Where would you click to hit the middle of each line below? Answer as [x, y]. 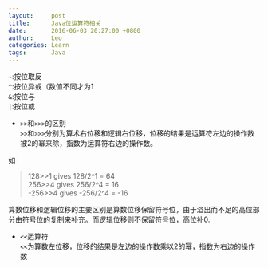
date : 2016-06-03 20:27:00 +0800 [75, 30]
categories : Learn [39, 45]
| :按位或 [22, 106]
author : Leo [35, 38]
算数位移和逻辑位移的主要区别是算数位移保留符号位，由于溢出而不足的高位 [130, 209]
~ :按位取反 [25, 76]
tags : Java [37, 53]
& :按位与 [22, 96]
